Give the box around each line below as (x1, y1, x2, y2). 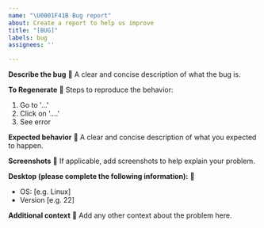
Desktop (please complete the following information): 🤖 (8, 172, 195, 181)
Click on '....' (19, 108, 60, 119)
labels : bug (8, 33, 48, 42)
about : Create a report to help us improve (8, 19, 155, 27)
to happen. (8, 141, 44, 150)
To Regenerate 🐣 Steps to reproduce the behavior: (8, 85, 174, 95)
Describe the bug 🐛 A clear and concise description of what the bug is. (8, 70, 241, 79)
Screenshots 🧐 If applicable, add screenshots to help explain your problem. (8, 156, 255, 166)
